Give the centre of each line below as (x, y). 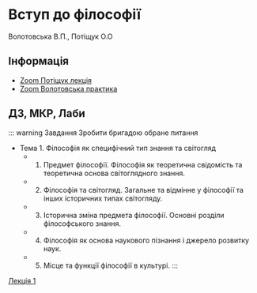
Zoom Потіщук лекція (56, 80)
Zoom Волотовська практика (68, 88)
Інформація (39, 61)
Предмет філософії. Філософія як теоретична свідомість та (143, 164)
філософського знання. (82, 224)
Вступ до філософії (74, 15)
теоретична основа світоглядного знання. (114, 173)
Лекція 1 (22, 280)
